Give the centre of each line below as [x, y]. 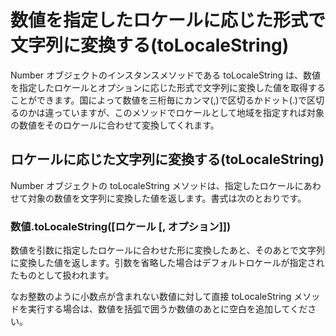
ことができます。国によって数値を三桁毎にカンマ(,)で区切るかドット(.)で [158, 100]
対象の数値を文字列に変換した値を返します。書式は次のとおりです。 [167, 198]
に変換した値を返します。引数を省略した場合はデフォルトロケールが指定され [167, 263]
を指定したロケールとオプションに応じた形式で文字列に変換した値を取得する [168, 87]
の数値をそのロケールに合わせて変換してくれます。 [115, 125]
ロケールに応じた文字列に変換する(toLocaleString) [167, 159]
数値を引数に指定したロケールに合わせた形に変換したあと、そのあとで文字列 [168, 250]
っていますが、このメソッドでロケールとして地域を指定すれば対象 [189, 112]
